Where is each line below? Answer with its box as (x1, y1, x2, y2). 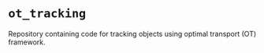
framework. (8, 37, 46, 47)
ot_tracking (8, 6, 87, 21)
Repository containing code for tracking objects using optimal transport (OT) (8, 29, 257, 38)
